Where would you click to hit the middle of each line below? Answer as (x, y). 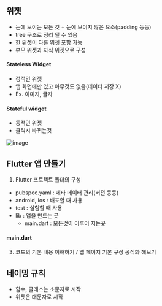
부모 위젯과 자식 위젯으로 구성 (50, 50)
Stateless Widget (29, 64)
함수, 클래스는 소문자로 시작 (48, 289)
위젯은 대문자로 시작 (39, 297)
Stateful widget (27, 109)
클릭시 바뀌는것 (33, 131)
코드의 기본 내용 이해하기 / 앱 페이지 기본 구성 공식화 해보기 (86, 252)
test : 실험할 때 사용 (39, 208)
